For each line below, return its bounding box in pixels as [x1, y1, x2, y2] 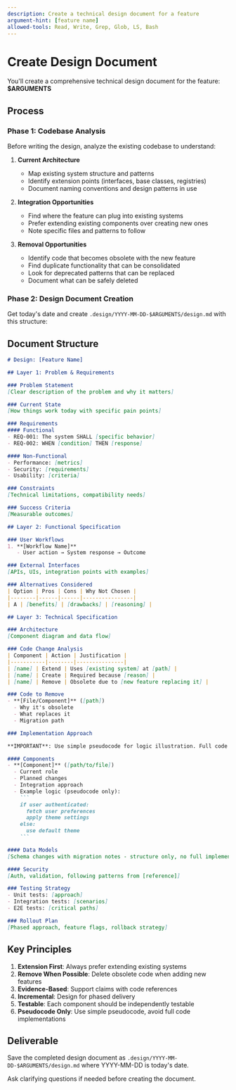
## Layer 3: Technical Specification [7, 613, 118, 620]
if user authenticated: [20, 801, 90, 808]
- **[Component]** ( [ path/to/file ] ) [7, 762, 114, 769]
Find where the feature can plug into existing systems [27, 212, 184, 220]
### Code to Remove [7, 691, 65, 698]
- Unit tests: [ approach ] [7, 891, 83, 898]
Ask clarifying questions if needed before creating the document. [7, 1075, 197, 1083]
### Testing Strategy [7, 885, 71, 892]
